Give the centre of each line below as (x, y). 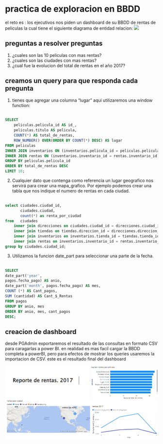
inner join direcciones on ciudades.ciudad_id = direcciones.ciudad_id (88, 226)
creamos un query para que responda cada (72, 81)
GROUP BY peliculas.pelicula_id (38, 161)
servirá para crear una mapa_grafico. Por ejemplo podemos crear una (82, 186)
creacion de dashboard (41, 332)
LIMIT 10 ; (15, 171)
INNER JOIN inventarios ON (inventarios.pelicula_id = (62, 151)
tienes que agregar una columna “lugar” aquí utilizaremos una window (82, 100)
